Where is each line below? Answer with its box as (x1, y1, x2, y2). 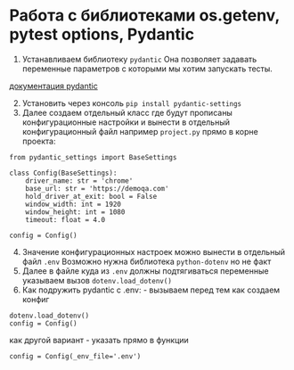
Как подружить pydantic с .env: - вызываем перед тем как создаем (21, 284, 281, 295)
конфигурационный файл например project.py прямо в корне (21, 126, 258, 136)
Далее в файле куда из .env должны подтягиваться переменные (21, 265, 269, 276)
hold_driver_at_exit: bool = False (25, 192, 158, 201)
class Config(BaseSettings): (9, 169, 118, 177)
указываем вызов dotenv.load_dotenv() (21, 275, 172, 285)
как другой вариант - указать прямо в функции (9, 334, 189, 345)
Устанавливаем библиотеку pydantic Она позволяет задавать (21, 53, 257, 64)
